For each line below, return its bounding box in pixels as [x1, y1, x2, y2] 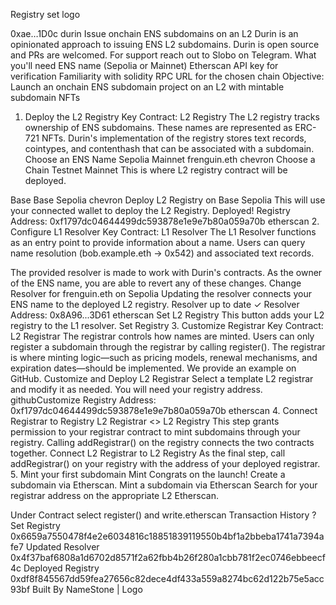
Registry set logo [10, 9, 81, 20]
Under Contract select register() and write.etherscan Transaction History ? [10, 509, 317, 521]
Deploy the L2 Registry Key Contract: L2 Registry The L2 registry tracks [24, 111, 320, 123]
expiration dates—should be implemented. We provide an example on [10, 362, 297, 374]
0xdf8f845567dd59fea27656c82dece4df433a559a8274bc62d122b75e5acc [10, 573, 325, 584]
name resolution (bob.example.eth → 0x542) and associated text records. [10, 247, 315, 259]
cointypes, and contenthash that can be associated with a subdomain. [24, 143, 315, 154]
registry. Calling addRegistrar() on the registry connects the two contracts [10, 437, 315, 448]
